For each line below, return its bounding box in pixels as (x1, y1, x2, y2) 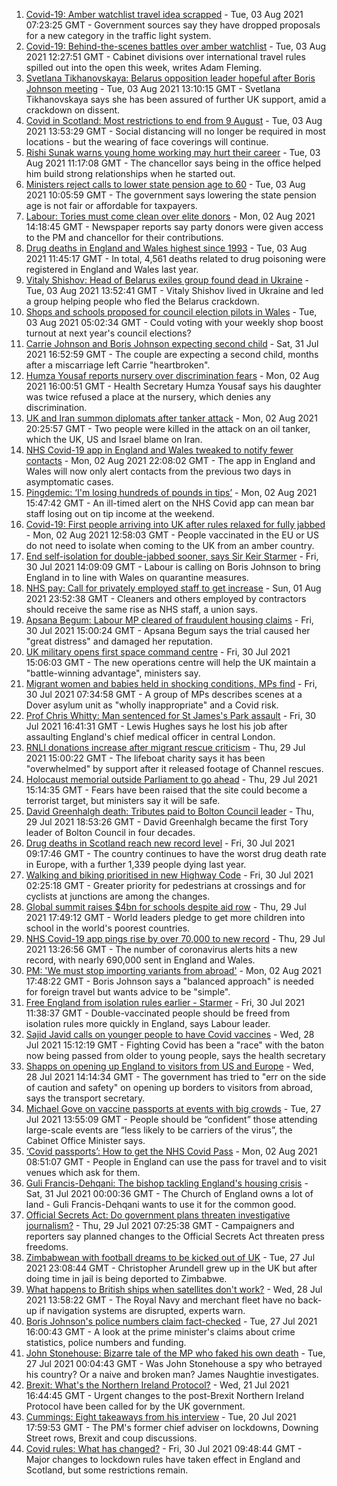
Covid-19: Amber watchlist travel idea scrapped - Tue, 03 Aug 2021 (25, 9, 304, 20)
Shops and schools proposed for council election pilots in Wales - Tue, (25, 306, 318, 318)
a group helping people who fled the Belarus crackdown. (25, 295, 260, 307)
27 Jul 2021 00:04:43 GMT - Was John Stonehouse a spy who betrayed (25, 1358, 323, 1369)
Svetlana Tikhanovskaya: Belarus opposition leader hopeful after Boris (25, 72, 316, 84)
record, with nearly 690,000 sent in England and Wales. (25, 954, 256, 966)
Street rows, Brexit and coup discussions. (25, 1432, 198, 1444)
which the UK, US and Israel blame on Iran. (25, 434, 203, 445)
